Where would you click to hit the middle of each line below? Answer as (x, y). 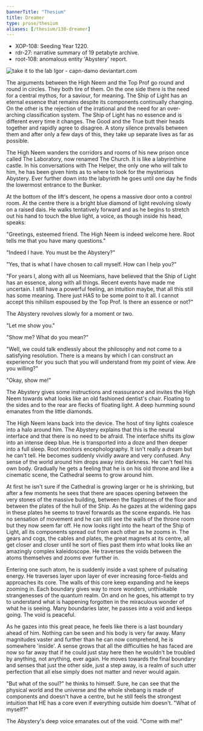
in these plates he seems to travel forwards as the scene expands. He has (98, 513)
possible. (18, 141)
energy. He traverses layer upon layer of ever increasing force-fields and (97, 576)
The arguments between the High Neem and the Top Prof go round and (95, 83)
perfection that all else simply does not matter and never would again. (93, 672)
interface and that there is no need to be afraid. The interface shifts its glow (101, 436)
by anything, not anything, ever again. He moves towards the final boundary (101, 659)
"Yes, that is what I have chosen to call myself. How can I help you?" (92, 265)
